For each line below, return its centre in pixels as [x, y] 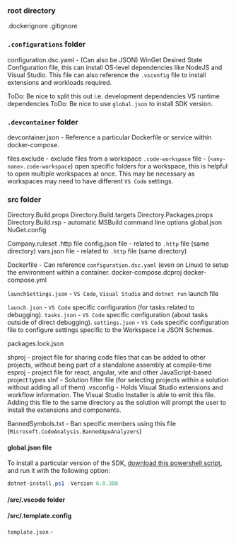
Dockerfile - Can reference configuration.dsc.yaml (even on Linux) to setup [118, 265]
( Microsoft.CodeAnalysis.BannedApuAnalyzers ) [75, 431]
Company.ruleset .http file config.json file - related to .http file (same [108, 244]
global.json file [30, 447]
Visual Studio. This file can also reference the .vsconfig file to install [107, 75]
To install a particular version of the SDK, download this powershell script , [115, 463]
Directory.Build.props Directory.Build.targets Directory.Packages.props [110, 215]
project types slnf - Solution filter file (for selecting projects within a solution [118, 380]
